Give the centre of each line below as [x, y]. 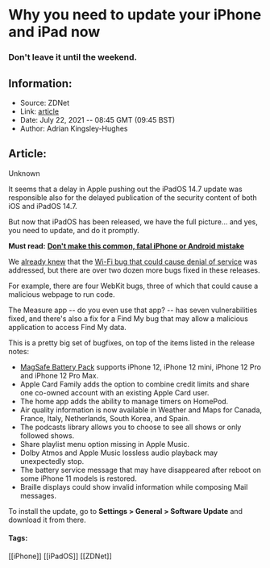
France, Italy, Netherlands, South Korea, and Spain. [105, 418]
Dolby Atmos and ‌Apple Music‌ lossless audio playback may [119, 453]
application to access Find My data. [67, 327]
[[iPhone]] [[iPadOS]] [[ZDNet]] [60, 556]
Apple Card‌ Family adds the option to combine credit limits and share [135, 384]
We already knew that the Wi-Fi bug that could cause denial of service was [133, 261]
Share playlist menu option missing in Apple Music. [105, 444]
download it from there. [47, 520]
